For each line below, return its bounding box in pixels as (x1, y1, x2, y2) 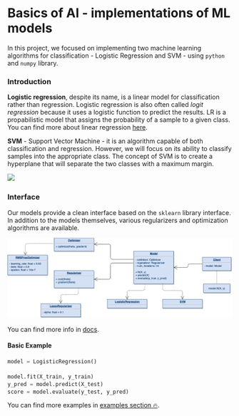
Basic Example (7, 341, 52, 350)
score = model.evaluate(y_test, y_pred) (7, 388, 130, 395)
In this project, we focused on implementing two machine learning (7, 43, 202, 52)
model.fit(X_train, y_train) (7, 373, 94, 380)
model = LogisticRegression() (7, 358, 98, 365)
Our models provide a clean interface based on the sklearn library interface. (7, 208, 232, 217)
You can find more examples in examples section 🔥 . (7, 401, 160, 410)
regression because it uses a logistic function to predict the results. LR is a (7, 108, 226, 117)
